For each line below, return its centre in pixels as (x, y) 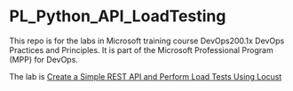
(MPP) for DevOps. (44, 59)
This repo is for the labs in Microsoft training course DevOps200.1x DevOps (147, 41)
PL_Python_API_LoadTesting (118, 16)
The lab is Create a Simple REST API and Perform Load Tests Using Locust (146, 76)
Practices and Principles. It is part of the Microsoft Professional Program (141, 49)
